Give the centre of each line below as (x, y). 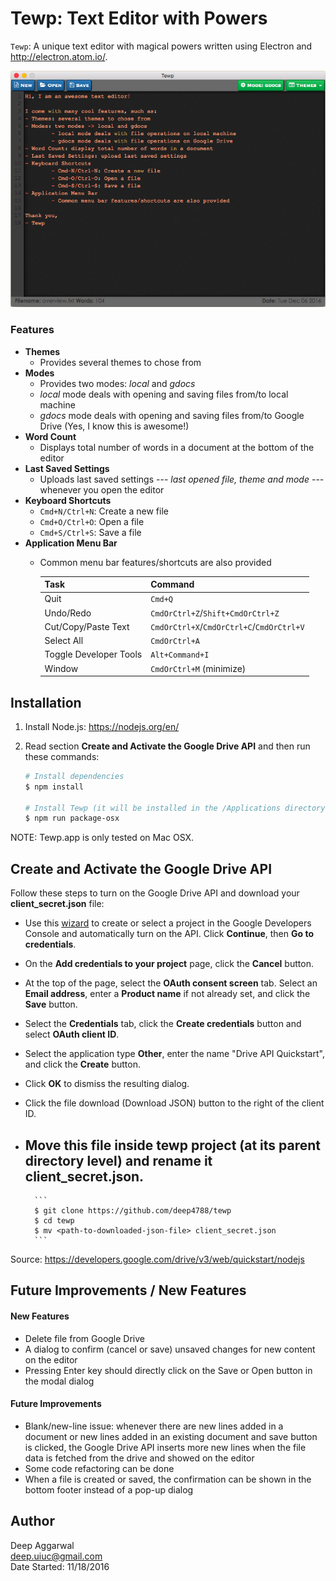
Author (32, 1521)
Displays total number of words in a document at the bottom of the (177, 447)
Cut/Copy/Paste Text (87, 626)
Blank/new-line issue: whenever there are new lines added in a (154, 1426)
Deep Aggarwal (42, 1545)
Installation (46, 702)
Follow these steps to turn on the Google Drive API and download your (155, 893)
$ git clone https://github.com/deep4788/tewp (133, 1210)
